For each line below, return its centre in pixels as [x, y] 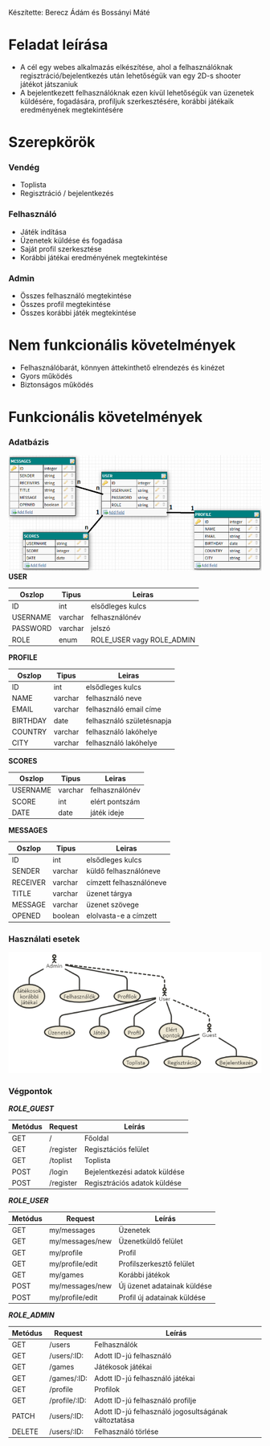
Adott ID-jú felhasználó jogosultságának [161, 1411]
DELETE [25, 1432]
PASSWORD [32, 629]
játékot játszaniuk [49, 84]
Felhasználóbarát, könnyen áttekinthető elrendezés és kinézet [122, 367]
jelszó [101, 629]
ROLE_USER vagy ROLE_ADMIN [143, 640]
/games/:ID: [69, 1378]
